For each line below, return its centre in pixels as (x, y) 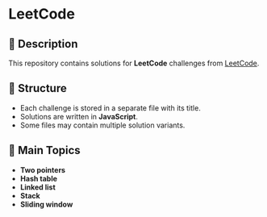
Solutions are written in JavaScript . (79, 116)
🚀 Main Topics (44, 150)
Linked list (38, 187)
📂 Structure (38, 88)
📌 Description (43, 44)
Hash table (39, 178)
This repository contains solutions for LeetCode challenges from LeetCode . (134, 63)
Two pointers (43, 169)
